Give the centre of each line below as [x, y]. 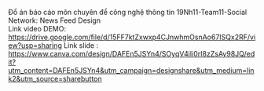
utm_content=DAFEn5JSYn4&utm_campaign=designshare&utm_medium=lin [131, 70]
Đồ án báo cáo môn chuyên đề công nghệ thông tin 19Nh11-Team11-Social [128, 12]
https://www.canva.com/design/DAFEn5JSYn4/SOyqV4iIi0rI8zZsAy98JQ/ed [132, 54]
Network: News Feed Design [54, 20]
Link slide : [81, 45]
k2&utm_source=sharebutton [55, 79]
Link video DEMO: [37, 29]
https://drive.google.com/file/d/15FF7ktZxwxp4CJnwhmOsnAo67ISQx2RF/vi [132, 37]
